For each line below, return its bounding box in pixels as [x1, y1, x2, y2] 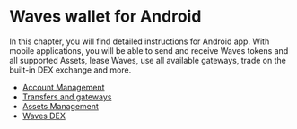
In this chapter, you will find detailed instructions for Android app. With [9, 36, 270, 47]
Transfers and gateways [22, 91, 112, 102]
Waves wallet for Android [9, 6, 202, 27]
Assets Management [22, 100, 99, 111]
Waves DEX [22, 110, 66, 121]
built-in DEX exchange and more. [9, 64, 132, 75]
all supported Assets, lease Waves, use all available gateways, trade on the [9, 55, 287, 65]
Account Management [22, 82, 105, 92]
